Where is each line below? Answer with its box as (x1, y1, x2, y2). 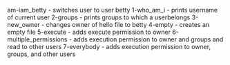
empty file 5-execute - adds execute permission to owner (7, 28, 171, 36)
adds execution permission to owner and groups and (73, 35, 224, 44)
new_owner (7, 21, 40, 28)
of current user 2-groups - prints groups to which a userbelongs (7, 13, 191, 21)
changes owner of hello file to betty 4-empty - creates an (46, 21, 210, 28)
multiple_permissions (7, 35, 68, 44)
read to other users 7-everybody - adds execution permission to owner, (7, 43, 211, 50)
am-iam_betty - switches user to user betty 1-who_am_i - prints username (7, 6, 218, 14)
